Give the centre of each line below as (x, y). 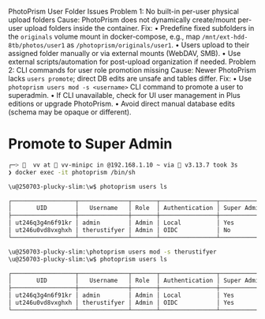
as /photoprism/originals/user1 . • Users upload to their (158, 45)
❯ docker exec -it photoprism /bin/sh (72, 172)
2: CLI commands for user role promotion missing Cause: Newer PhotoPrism (132, 70)
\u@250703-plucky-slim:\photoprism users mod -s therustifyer (112, 252)
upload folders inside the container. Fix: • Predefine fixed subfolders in (140, 28)
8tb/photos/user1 (37, 46)
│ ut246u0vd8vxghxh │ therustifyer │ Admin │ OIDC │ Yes (121, 303)
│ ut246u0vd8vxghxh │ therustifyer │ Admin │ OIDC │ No (119, 231)
